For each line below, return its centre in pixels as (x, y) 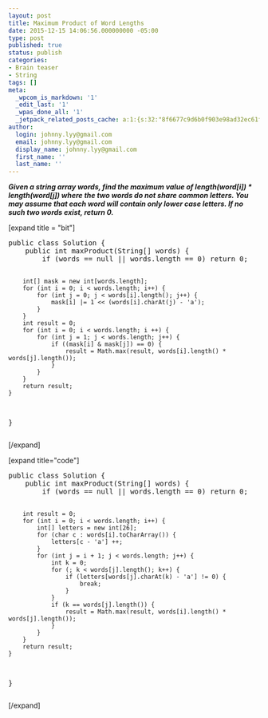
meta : (17, 90)
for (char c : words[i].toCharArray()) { (107, 535)
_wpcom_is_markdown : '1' (57, 97)
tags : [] (23, 82)
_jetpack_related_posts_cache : (67, 120)
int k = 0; (69, 563)
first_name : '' (41, 157)
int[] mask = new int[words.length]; (85, 282)
